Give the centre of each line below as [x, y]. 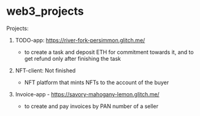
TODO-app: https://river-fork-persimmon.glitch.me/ [80, 40]
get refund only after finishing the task [72, 58]
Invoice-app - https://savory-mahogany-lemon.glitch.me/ [87, 94]
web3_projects [45, 11]
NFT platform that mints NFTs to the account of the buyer [97, 82]
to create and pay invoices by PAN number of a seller [91, 106]
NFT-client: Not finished [45, 70]
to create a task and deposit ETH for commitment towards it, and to [109, 52]
